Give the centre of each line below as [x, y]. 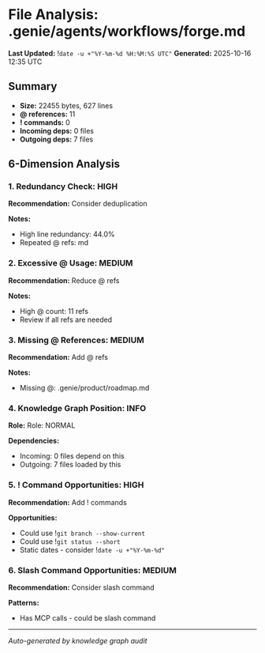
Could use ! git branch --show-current [82, 533]
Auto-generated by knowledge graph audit [78, 640]
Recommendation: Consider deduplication [78, 204]
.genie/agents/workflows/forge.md [127, 31]
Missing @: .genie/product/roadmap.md [84, 388]
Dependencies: [34, 441]
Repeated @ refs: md [54, 243]
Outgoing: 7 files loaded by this [70, 465]
